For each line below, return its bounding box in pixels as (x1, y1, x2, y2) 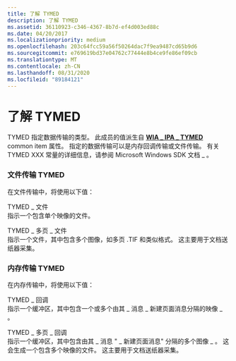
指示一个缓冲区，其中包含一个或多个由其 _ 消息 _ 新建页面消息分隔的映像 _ (7, 304, 223, 312)
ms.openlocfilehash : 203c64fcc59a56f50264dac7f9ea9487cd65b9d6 (7, 43, 198, 50)
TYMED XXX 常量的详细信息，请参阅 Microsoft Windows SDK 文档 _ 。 (7, 151, 213, 159)
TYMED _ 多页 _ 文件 (7, 226, 67, 235)
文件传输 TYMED (7, 170, 65, 180)
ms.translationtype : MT (7, 56, 78, 63)
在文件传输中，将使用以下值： (7, 188, 94, 196)
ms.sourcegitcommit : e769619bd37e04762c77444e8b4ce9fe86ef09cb (7, 50, 198, 57)
